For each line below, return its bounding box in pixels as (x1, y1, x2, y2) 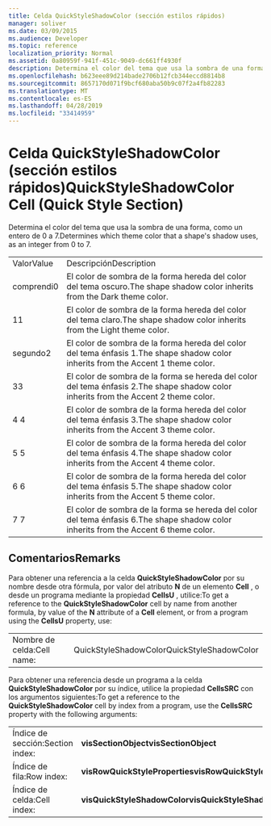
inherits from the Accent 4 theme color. (66, 457, 215, 468)
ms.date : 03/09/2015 (8, 27, 78, 35)
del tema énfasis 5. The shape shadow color (66, 480, 232, 492)
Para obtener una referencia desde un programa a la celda (8, 675, 203, 685)
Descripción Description (66, 258, 156, 269)
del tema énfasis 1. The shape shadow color (66, 347, 232, 358)
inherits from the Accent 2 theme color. (66, 391, 215, 402)
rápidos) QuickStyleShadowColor (8, 178, 235, 197)
